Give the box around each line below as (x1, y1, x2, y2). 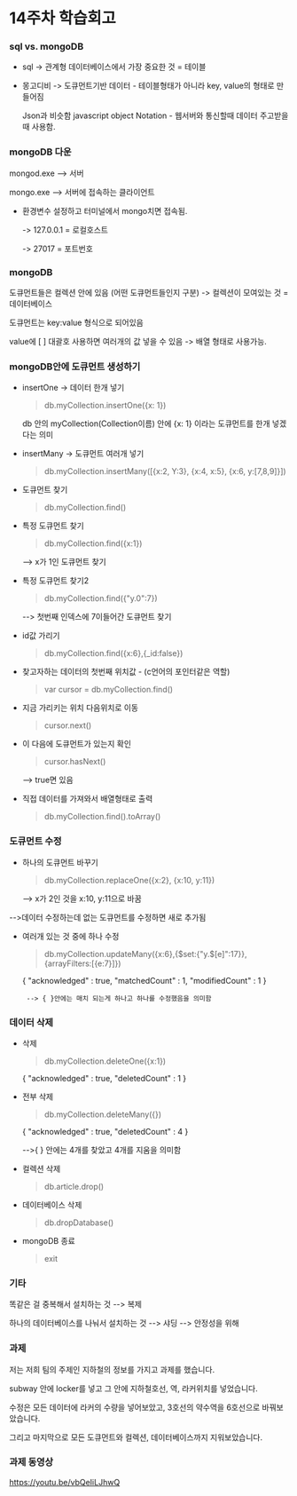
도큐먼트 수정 (9, 835, 62, 848)
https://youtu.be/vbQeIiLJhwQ (9, 1476, 121, 1487)
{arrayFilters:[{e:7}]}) (43, 958, 121, 969)
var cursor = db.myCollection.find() (43, 685, 174, 695)
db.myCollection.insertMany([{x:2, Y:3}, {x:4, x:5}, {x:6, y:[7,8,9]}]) (43, 466, 286, 477)
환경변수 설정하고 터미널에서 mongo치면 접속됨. (21, 205, 188, 216)
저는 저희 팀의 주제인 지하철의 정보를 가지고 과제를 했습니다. (9, 1364, 215, 1374)
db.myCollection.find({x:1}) (43, 538, 143, 549)
